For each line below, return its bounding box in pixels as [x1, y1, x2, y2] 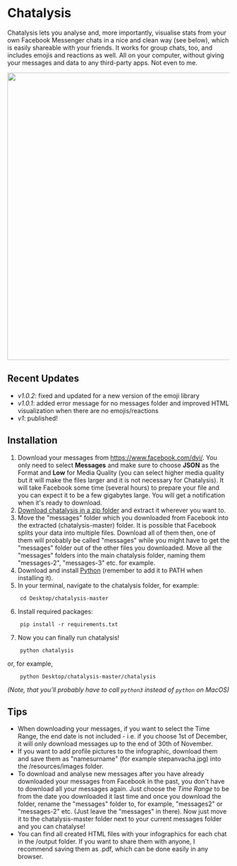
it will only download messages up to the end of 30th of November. [17, 739, 213, 748]
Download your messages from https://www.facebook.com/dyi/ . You [17, 453, 217, 461]
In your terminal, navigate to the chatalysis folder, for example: [17, 581, 200, 589]
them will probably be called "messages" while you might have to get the [17, 536, 230, 544]
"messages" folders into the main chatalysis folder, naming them [17, 550, 206, 560]
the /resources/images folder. [17, 762, 104, 770]
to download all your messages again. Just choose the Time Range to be [17, 785, 229, 793]
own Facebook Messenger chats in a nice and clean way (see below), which [7, 35, 229, 44]
